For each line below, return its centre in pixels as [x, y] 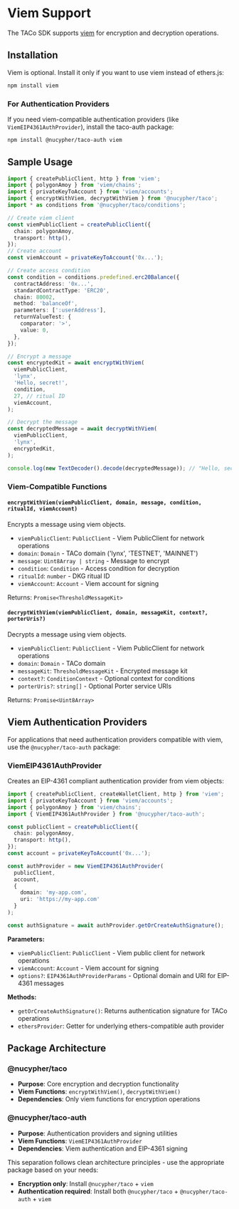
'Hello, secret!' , [41, 383]
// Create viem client [41, 218]
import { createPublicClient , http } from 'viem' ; [84, 179]
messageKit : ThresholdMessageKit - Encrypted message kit [102, 671]
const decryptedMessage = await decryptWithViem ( [83, 429]
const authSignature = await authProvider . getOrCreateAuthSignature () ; [116, 925]
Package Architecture [57, 1048]
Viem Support [49, 13]
